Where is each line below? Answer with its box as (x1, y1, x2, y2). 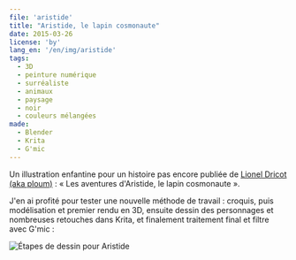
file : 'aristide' (9, 12, 73, 22)
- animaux (17, 87, 53, 96)
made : (9, 120, 29, 129)
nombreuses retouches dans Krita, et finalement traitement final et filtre (9, 214, 269, 225)
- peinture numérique (17, 71, 97, 80)
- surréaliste (17, 79, 69, 88)
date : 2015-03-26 (9, 29, 73, 38)
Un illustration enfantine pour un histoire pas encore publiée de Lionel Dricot (9, 169, 287, 180)
